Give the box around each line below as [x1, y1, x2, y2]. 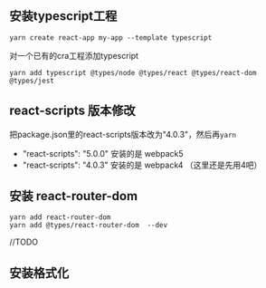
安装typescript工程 [9, 8, 118, 24]
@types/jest [9, 76, 54, 85]
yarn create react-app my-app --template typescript [9, 33, 213, 43]
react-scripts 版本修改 [9, 103, 136, 119]
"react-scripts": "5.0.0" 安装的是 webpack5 [22, 148, 184, 158]
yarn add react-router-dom [9, 213, 111, 222]
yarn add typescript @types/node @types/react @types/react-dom [9, 68, 257, 77]
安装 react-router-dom [9, 188, 138, 204]
